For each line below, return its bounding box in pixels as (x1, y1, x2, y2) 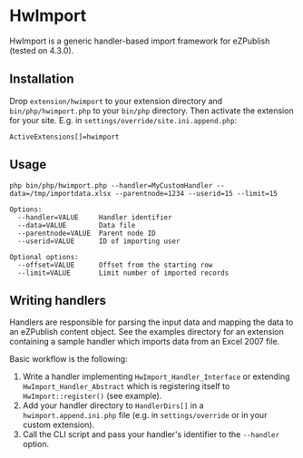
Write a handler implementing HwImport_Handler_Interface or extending (22, 371, 290, 382)
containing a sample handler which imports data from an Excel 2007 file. (9, 336, 280, 347)
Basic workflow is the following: (9, 354, 129, 365)
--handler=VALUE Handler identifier (17, 212, 172, 222)
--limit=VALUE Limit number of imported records (17, 268, 230, 278)
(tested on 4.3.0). (9, 44, 74, 55)
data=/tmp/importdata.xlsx (9, 189, 112, 198)
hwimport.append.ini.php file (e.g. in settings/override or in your (22, 410, 268, 421)
